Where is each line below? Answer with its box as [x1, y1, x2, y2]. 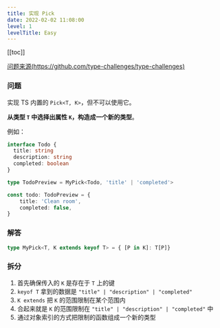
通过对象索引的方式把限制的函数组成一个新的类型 [16, 313, 156, 321]
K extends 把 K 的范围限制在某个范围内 [16, 296, 126, 304]
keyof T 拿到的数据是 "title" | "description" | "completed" [16, 287, 192, 296]
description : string [13, 154, 72, 161]
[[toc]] [7, 48, 25, 56]
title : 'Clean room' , [19, 197, 81, 205]
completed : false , [19, 204, 72, 211]
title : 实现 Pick [7, 10, 55, 17]
